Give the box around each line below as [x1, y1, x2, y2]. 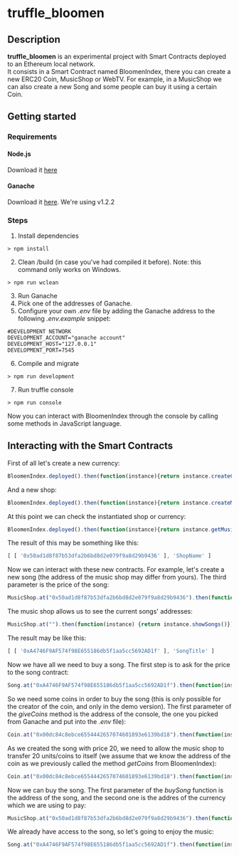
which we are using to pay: [7, 801, 87, 809]
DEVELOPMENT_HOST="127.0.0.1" [7, 340, 97, 348]
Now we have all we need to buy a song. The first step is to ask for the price [7, 660, 230, 668]
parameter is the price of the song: [7, 580, 110, 589]
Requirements [7, 132, 58, 142]
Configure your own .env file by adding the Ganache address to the [17, 307, 216, 315]
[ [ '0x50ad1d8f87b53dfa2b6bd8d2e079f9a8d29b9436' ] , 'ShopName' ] [7, 552, 212, 560]
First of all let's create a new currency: [7, 458, 120, 467]
